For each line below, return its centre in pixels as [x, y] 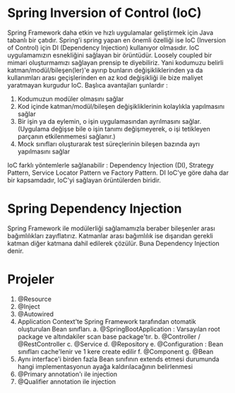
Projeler [31, 280]
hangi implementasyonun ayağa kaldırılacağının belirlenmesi [105, 366]
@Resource [34, 299]
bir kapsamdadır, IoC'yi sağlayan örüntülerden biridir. [84, 180]
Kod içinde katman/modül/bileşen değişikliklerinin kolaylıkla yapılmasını [121, 106]
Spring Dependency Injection [95, 209]
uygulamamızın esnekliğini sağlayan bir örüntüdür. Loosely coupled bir [110, 55]
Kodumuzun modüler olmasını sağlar [71, 99]
